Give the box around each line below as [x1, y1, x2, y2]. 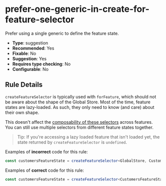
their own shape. [5, 109, 40, 115]
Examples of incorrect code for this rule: [5, 148, 88, 154]
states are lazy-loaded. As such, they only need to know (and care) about [5, 104, 155, 110]
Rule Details [5, 81, 43, 89]
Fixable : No [12, 50, 36, 56]
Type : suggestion [12, 40, 48, 46]
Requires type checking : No [12, 61, 71, 67]
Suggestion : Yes [12, 55, 47, 61]
